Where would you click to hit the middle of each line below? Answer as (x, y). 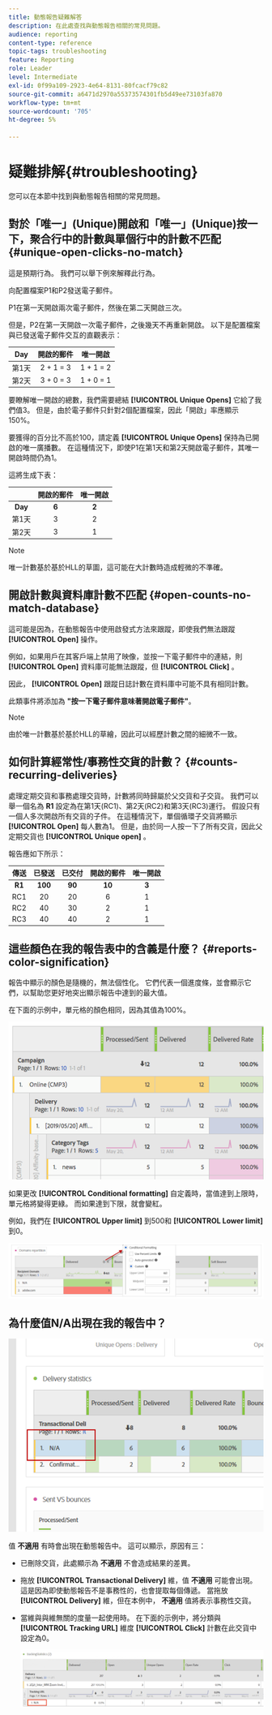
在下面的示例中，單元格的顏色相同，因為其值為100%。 (100, 1010)
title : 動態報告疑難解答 (45, 17)
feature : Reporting (41, 60)
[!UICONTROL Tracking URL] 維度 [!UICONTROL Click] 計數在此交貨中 (138, 1627)
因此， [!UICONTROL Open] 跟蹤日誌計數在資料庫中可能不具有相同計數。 (131, 683)
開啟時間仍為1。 (35, 458)
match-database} (54, 608)
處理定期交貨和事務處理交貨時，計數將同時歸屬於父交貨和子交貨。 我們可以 (134, 796)
